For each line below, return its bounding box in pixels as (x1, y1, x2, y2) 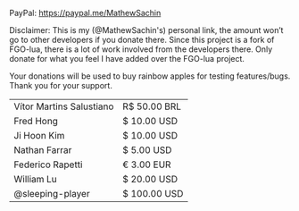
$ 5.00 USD (122, 144, 172, 156)
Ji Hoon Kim (13, 130, 65, 141)
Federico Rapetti (13, 158, 83, 171)
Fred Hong (13, 115, 58, 127)
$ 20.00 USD (122, 173, 179, 185)
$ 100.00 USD (122, 188, 184, 199)
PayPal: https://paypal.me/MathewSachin (9, 8, 162, 18)
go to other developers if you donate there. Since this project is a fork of (9, 35, 275, 45)
